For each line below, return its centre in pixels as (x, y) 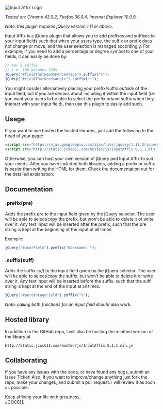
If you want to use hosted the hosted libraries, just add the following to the (79, 131)
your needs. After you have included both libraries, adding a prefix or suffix (80, 164)
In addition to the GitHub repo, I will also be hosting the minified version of (79, 331)
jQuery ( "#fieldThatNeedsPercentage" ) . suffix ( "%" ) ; (57, 74)
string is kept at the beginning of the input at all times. (59, 229)
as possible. (17, 388)
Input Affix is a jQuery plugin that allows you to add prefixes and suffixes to (80, 36)
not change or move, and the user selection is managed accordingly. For (77, 46)
